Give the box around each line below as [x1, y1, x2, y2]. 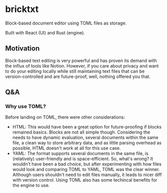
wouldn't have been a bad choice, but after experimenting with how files [12, 161, 161, 167]
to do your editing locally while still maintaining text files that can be [5, 68, 145, 74]
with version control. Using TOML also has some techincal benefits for [12, 177, 157, 183]
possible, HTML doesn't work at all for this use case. [12, 145, 121, 151]
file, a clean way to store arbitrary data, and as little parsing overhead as [12, 140, 161, 146]
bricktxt [5, 3, 39, 15]
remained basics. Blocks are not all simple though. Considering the [12, 129, 150, 135]
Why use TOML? [5, 103, 46, 110]
